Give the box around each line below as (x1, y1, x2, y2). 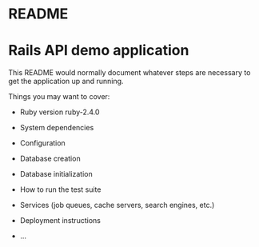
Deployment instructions (19, 216, 102, 225)
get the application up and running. (8, 77, 124, 86)
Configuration (19, 138, 66, 148)
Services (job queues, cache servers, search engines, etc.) (19, 201, 215, 210)
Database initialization (19, 169, 94, 179)
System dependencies (19, 123, 94, 133)
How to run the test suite (19, 185, 102, 194)
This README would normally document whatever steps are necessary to (8, 68, 251, 78)
